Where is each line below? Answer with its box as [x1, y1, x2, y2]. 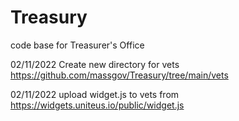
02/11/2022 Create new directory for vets [10, 58, 180, 70]
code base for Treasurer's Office [10, 39, 145, 51]
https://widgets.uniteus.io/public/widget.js [10, 99, 185, 111]
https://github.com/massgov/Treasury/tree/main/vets [10, 69, 229, 81]
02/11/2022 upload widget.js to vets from [10, 88, 180, 100]
